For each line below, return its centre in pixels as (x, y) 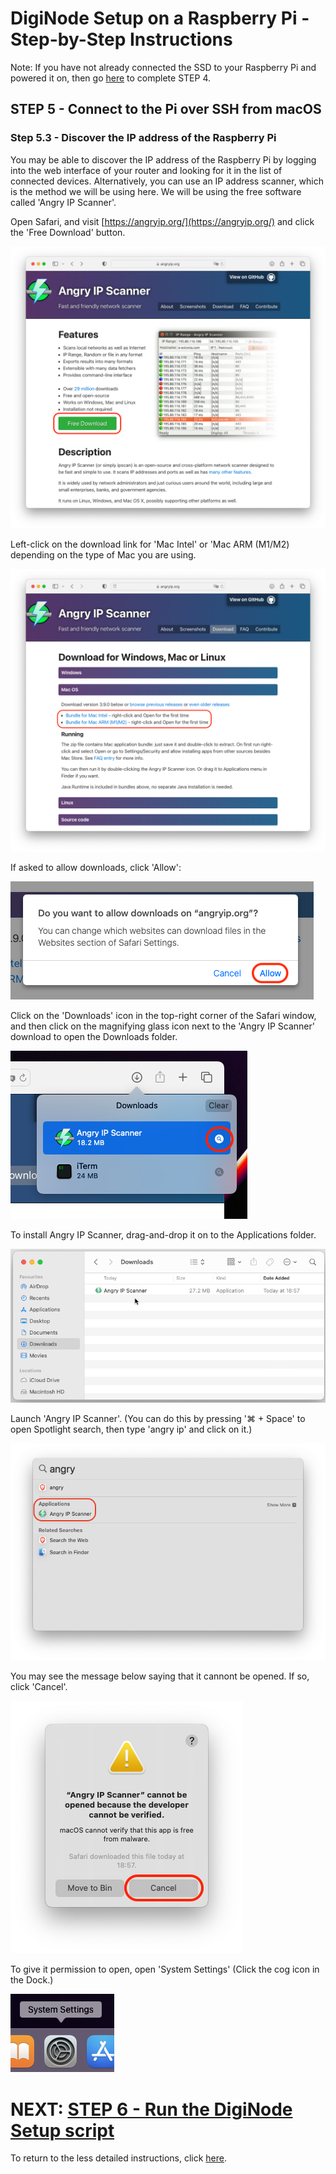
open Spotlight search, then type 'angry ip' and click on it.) (131, 1429)
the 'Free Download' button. (68, 232)
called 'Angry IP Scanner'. (63, 202)
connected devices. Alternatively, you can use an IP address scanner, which (167, 181)
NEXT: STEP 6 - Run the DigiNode (151, 2109)
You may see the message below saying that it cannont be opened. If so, (160, 1676)
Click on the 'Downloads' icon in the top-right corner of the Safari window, (163, 1016)
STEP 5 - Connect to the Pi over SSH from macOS (166, 109)
